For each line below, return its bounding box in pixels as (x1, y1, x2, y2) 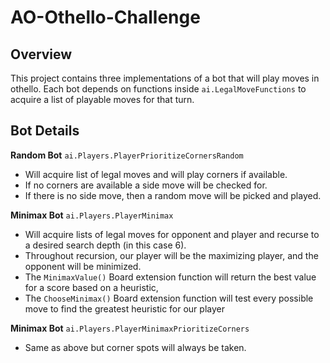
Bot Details (10, 122, 80, 140)
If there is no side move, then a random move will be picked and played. (24, 189, 322, 201)
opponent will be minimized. (24, 260, 142, 272)
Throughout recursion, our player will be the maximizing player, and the (24, 249, 319, 261)
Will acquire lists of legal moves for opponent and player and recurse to (24, 228, 320, 240)
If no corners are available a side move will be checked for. (24, 179, 268, 191)
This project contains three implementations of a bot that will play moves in (10, 72, 320, 84)
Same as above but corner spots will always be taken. (24, 341, 247, 353)
